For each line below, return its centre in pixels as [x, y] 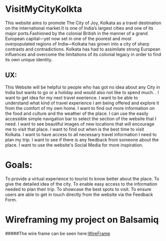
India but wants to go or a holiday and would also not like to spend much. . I [82, 92]
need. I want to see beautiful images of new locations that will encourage [80, 124]
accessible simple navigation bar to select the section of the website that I [81, 119]
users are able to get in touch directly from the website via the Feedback [79, 194]
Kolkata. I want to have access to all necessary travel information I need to [81, 134]
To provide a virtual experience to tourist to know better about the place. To [82, 179]
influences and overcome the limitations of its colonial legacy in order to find [83, 54]
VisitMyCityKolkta [44, 9]
